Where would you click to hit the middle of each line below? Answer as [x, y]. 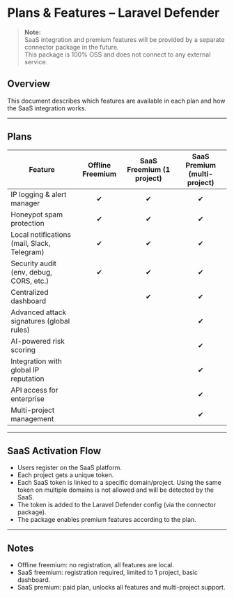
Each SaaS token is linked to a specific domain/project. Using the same [119, 483]
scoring [23, 349]
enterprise [28, 398]
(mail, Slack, [31, 243]
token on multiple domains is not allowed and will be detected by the [116, 490]
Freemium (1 [149, 169]
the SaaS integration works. [47, 108]
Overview [29, 84]
